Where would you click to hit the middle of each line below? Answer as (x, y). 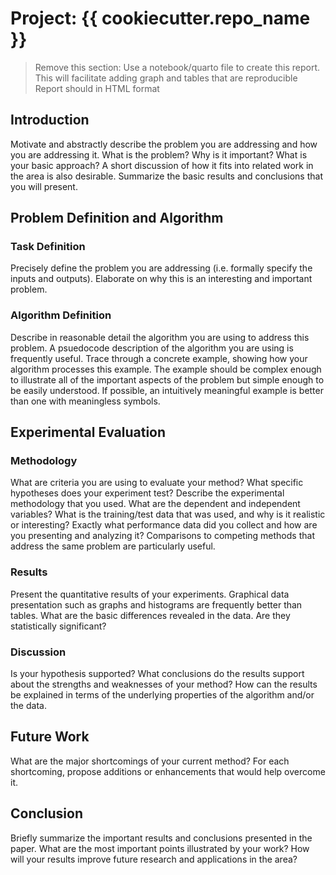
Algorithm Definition (61, 315)
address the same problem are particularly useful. (113, 546)
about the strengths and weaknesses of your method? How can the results (164, 684)
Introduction (50, 120)
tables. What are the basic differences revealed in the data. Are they (150, 615)
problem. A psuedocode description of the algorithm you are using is (152, 348)
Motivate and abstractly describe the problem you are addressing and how (164, 144)
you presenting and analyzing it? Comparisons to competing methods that (162, 536)
